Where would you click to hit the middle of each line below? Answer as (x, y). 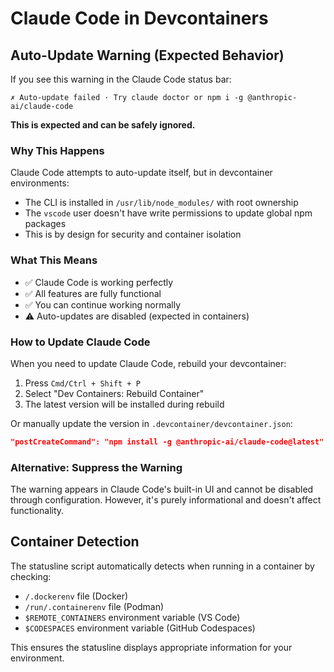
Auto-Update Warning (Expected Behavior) (147, 55)
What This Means (54, 260)
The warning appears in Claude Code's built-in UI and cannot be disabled (162, 489)
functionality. (37, 511)
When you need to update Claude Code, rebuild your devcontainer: (148, 363)
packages (45, 224)
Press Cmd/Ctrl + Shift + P (82, 383)
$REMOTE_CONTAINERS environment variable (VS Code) (132, 617)
